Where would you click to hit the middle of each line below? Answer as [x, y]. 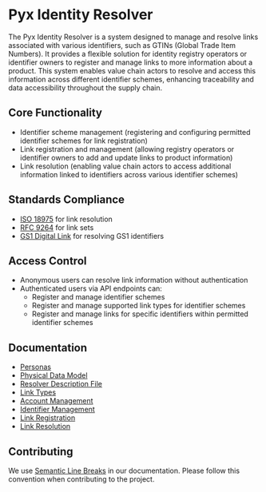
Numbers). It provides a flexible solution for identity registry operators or [128, 54]
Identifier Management [58, 410]
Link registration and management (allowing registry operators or [127, 149]
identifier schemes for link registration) [83, 141]
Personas [36, 367]
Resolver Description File [61, 384]
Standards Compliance [67, 200]
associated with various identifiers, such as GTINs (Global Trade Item [122, 45]
